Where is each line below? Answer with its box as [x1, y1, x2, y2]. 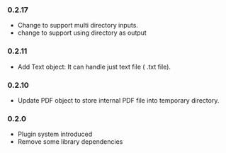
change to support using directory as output [17, 28, 147, 37]
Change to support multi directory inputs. [17, 21, 138, 30]
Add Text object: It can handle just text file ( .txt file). [17, 62, 171, 71]
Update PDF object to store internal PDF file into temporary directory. [17, 96, 220, 104]
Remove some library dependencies [17, 137, 123, 146]
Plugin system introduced [17, 130, 93, 139]
